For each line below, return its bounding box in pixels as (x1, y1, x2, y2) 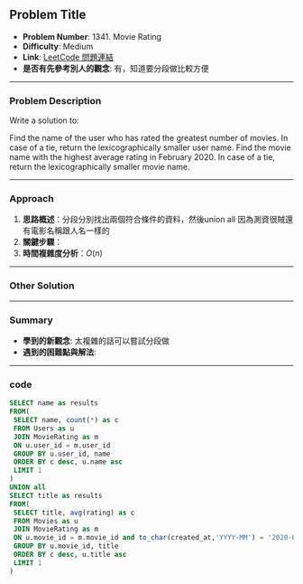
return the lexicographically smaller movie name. (9, 162, 190, 173)
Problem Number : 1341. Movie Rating (22, 31, 162, 42)
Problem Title (9, 7, 87, 23)
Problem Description (9, 94, 102, 107)
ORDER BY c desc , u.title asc (13, 551, 127, 560)
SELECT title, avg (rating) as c (13, 508, 135, 517)
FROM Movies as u (13, 516, 78, 525)
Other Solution (9, 279, 75, 292)
